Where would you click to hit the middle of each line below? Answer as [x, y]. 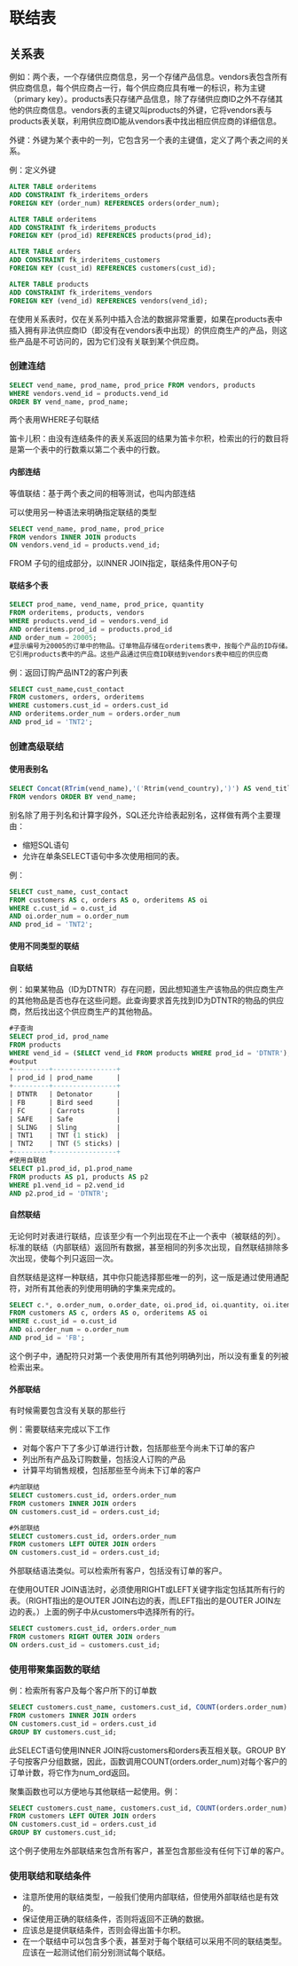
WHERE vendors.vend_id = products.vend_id [89, 393]
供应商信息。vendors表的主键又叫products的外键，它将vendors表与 [148, 110]
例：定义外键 [32, 170]
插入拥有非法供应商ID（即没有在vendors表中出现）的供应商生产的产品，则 [145, 330]
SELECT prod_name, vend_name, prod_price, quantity [106, 604]
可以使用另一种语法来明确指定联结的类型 [83, 512]
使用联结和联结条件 [50, 1876]
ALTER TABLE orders [45, 252]
